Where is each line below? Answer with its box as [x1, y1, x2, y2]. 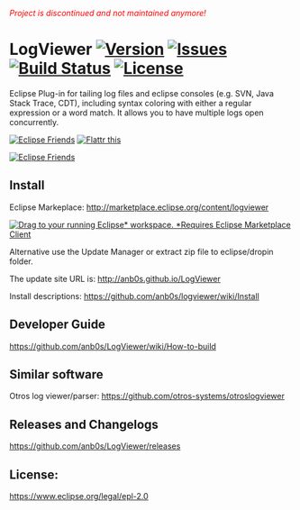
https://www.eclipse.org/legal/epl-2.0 [9, 491, 149, 501]
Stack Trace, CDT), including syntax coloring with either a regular [9, 97, 252, 108]
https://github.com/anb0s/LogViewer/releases [9, 441, 181, 451]
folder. [9, 256, 33, 267]
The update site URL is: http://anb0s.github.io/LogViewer [9, 273, 221, 284]
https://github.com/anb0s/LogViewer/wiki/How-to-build [9, 341, 216, 351]
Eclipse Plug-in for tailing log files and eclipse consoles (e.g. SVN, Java [9, 87, 275, 98]
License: [9, 467, 59, 482]
